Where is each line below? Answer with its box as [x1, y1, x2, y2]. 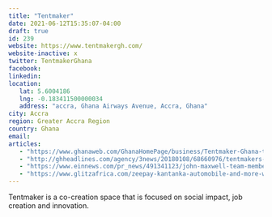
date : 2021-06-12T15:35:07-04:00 [8, 19, 121, 28]
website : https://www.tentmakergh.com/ [8, 42, 143, 50]
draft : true [8, 27, 49, 35]
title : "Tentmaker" [8, 11, 74, 20]
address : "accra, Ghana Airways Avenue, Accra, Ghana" [19, 102, 208, 110]
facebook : [8, 65, 42, 73]
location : [8, 79, 42, 87]
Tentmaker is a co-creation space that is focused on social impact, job [8, 192, 243, 202]
